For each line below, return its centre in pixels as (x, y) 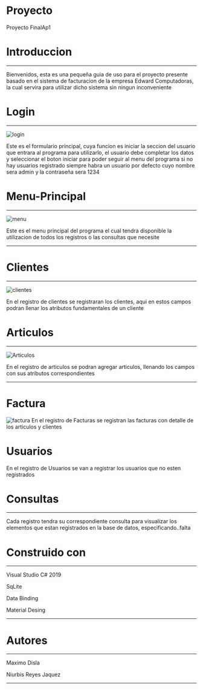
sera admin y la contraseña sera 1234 (53, 172)
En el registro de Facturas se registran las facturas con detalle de (112, 420)
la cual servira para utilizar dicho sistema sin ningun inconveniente (89, 87)
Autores (27, 640)
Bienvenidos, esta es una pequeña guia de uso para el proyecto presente (97, 74)
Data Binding (22, 598)
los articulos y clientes (34, 427)
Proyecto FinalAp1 (29, 27)
